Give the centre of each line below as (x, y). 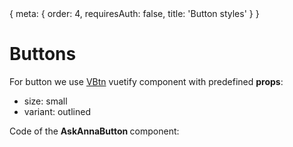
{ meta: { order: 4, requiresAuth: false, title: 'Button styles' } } (134, 13)
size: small (45, 101)
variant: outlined (57, 111)
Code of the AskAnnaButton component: (94, 131)
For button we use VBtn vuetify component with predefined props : (146, 81)
